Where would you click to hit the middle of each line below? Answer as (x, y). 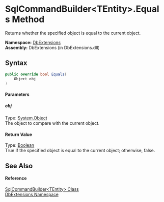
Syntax (16, 63)
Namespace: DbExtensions (33, 42)
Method (28, 19)
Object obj (25, 79)
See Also (19, 166)
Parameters (17, 94)
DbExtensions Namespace (32, 194)
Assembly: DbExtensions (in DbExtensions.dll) (52, 47)
